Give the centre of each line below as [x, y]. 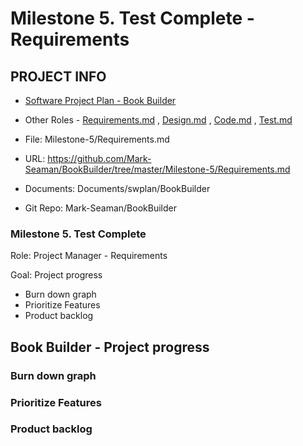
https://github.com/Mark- [99, 158]
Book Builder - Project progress [110, 347]
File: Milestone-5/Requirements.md [97, 139]
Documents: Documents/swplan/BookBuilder [117, 188]
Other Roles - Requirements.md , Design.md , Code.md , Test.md [158, 120]
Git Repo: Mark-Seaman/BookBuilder [100, 208]
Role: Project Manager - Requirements [89, 256]
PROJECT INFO [58, 76]
